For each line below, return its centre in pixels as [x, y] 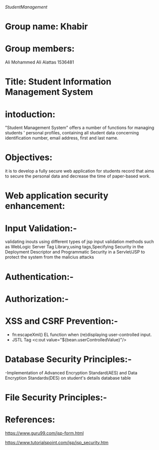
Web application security [57, 196]
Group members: [40, 49]
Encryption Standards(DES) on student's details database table [68, 378]
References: [30, 419]
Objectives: [29, 158]
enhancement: [35, 206]
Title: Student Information [58, 82]
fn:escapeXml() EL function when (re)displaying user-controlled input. [82, 335]
